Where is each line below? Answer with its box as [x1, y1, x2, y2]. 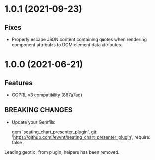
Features [4, 78, 33, 87]
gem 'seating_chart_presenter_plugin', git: [11, 129, 98, 135]
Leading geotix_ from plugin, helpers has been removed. [4, 149, 120, 155]
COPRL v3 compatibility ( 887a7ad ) [11, 92, 83, 98]
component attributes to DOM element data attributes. [11, 42, 122, 48]
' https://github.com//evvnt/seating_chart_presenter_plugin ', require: [11, 134, 151, 140]
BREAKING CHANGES [4, 106, 73, 114]
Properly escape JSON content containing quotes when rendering [11, 36, 147, 42]
